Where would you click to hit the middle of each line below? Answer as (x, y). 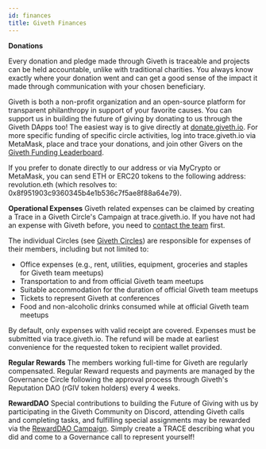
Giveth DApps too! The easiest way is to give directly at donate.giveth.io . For (133, 127)
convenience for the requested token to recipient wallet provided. (115, 347)
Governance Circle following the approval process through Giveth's (118, 379)
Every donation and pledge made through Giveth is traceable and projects (129, 61)
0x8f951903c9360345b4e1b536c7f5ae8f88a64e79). (95, 193)
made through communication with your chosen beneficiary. (107, 86)
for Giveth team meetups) (62, 272)
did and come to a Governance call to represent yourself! (102, 436)
